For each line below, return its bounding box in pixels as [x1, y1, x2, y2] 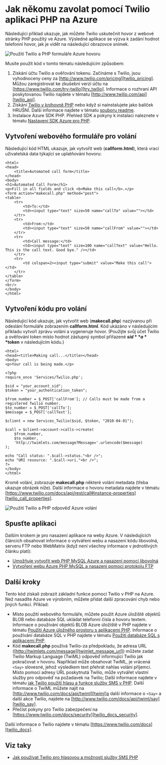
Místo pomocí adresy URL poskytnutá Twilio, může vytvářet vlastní [12, 669, 149, 675]
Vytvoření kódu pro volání [5, 305, 87, 313]
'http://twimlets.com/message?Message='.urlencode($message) [14, 440, 143, 445]
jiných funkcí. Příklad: [5, 602, 49, 608]
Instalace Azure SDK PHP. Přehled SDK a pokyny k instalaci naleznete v [12, 112, 159, 118]
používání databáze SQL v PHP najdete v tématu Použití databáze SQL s [12, 633, 160, 638]
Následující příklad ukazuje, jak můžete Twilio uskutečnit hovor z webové [5, 30, 154, 36]
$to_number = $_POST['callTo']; [5, 405, 72, 410]
